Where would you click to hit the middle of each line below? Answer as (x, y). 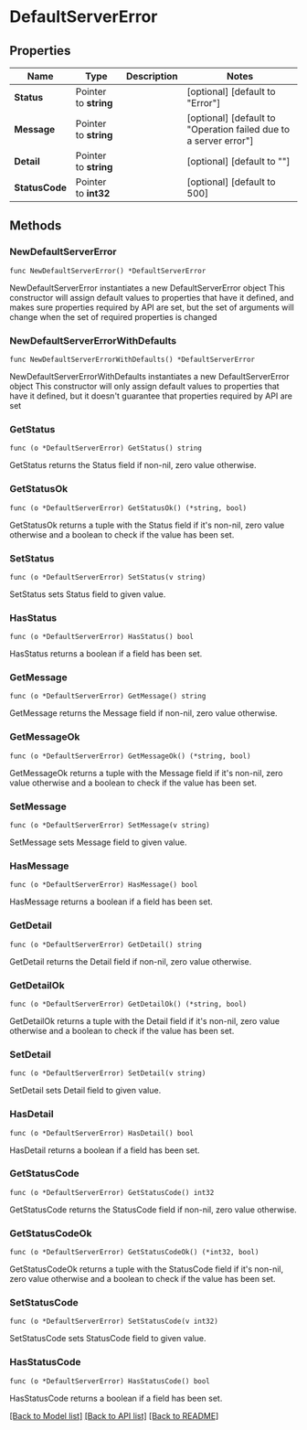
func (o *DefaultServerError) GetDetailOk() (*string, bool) (128, 1004)
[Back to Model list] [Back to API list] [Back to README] (114, 1415)
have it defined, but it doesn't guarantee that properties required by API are (151, 396)
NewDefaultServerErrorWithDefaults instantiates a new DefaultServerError (149, 376)
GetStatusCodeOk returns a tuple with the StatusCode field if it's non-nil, (147, 1269)
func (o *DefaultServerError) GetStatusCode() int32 (112, 1192)
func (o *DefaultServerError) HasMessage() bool (104, 885)
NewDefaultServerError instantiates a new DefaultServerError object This (147, 288)
